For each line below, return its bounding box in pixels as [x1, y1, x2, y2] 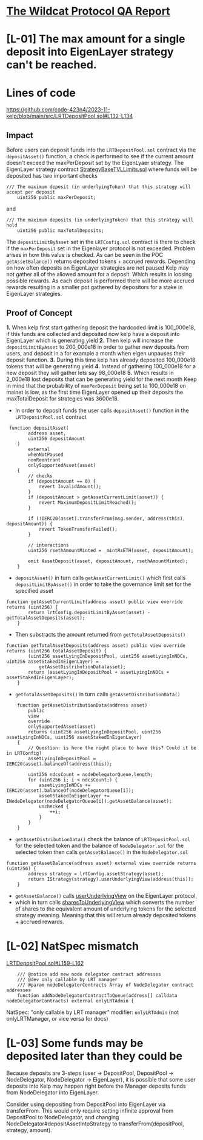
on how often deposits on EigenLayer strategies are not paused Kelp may [6, 264, 189, 271]
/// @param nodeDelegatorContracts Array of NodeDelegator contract [17, 982, 194, 988]
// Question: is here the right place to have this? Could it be [28, 744, 197, 751]
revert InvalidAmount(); [38, 483, 102, 489]
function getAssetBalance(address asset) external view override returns [6, 860, 197, 866]
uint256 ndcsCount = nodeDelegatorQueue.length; [28, 771, 153, 777]
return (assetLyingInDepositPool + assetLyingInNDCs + [28, 669, 170, 675]
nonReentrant [28, 456, 61, 463]
